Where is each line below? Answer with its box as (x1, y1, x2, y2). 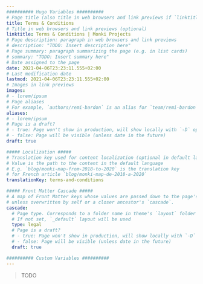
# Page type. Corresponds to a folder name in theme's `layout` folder (11, 210, 196, 216)
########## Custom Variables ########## (6, 255, 110, 261)
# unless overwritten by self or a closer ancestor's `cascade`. (6, 199, 174, 205)
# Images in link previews (6, 82, 74, 88)
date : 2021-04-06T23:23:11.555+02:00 (6, 65, 101, 71)
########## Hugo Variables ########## (6, 8, 104, 15)
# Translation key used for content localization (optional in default (6, 155, 190, 161)
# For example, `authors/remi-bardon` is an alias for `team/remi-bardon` (6, 104, 199, 111)
